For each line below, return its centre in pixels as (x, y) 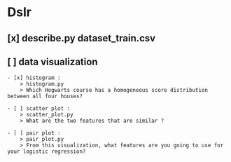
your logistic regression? (47, 151)
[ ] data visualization (52, 61)
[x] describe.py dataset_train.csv (82, 38)
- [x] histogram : (34, 78)
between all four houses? (45, 96)
